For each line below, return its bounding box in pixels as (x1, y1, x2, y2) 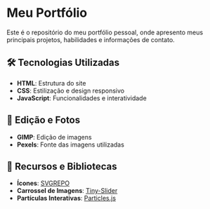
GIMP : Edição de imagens (16, 133, 92, 141)
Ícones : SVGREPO (16, 179, 70, 187)
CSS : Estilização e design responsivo (16, 86, 124, 95)
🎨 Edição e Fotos (6, 114, 81, 126)
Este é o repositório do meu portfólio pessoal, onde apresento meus (6, 28, 204, 36)
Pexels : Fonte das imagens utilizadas (16, 140, 124, 149)
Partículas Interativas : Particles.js (16, 194, 117, 203)
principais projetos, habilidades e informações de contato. (6, 35, 175, 43)
